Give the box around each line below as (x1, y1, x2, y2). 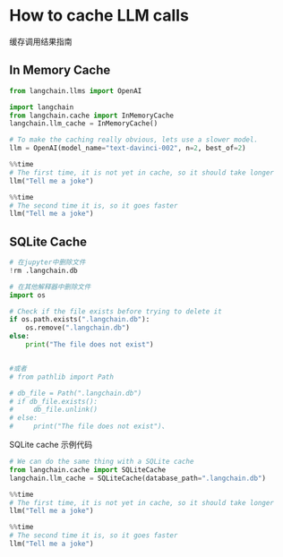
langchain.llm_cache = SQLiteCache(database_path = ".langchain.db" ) (9, 474, 267, 483)
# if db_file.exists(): (9, 397, 99, 406)
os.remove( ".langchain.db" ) (25, 323, 130, 332)
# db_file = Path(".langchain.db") (9, 389, 142, 398)
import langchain (9, 102, 74, 112)
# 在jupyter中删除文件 (9, 258, 86, 267)
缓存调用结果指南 (9, 36, 73, 47)
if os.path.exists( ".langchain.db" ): (9, 315, 150, 324)
